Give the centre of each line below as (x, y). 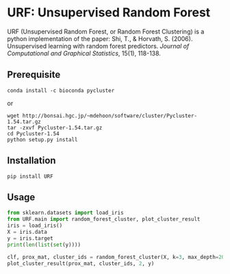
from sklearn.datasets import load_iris (66, 213)
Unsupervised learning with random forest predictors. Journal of (98, 46)
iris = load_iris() (35, 226)
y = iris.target (30, 238)
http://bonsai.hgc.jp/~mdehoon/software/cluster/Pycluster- (110, 115)
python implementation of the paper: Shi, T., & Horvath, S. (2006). (100, 38)
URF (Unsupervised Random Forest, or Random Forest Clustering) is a (106, 31)
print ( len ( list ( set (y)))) (44, 245)
